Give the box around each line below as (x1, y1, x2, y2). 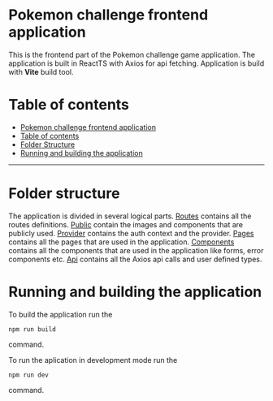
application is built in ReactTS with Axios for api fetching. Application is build (8, 58, 265, 68)
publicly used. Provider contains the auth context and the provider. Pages (8, 228, 254, 238)
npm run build (8, 325, 57, 334)
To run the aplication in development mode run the (8, 355, 178, 364)
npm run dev (8, 371, 49, 379)
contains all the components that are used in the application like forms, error (8, 245, 264, 255)
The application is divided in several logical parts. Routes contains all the (8, 211, 252, 221)
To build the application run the (8, 309, 113, 319)
